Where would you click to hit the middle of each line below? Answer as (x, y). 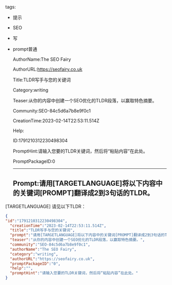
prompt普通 (25, 49)
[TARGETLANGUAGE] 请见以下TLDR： (46, 206)
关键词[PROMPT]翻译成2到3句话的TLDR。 (87, 193)
